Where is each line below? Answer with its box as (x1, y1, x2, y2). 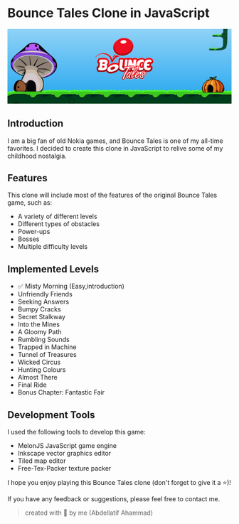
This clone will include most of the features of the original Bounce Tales (7, 191, 218, 200)
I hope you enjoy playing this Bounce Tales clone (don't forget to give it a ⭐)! (7, 478, 231, 487)
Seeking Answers (17, 297, 70, 306)
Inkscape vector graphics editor (17, 449, 112, 458)
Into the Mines (17, 320, 60, 328)
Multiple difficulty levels (17, 242, 87, 251)
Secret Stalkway (17, 313, 66, 321)
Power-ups (17, 228, 51, 236)
